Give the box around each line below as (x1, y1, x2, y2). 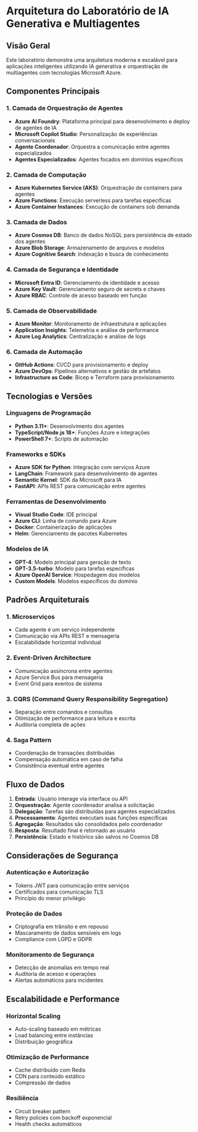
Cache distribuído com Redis (14, 1066, 86, 1074)
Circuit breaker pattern (14, 1108, 71, 1115)
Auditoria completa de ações (14, 721, 86, 728)
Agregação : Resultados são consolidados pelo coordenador (14, 821, 163, 828)
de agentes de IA (14, 124, 57, 131)
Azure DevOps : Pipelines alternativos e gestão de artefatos (14, 368, 161, 375)
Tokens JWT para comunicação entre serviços (14, 882, 130, 889)
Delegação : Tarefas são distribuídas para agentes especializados (14, 808, 175, 815)
